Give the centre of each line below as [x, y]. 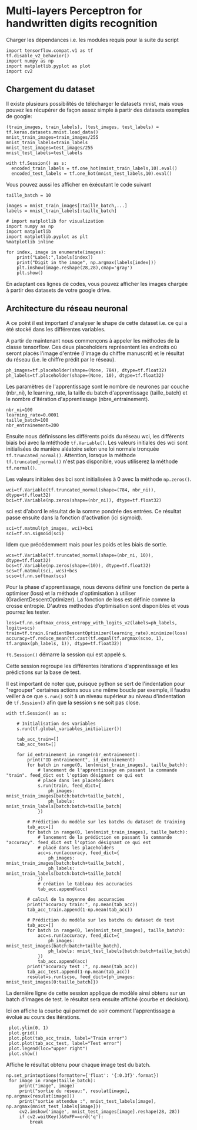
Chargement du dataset [51, 89]
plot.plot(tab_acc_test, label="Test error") [65, 1043]
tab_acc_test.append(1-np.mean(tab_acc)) [79, 972]
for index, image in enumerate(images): [56, 252]
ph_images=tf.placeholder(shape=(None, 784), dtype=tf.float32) [86, 370]
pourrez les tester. [28, 612]
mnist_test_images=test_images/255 [50, 148]
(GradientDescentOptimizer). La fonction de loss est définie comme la [91, 599]
